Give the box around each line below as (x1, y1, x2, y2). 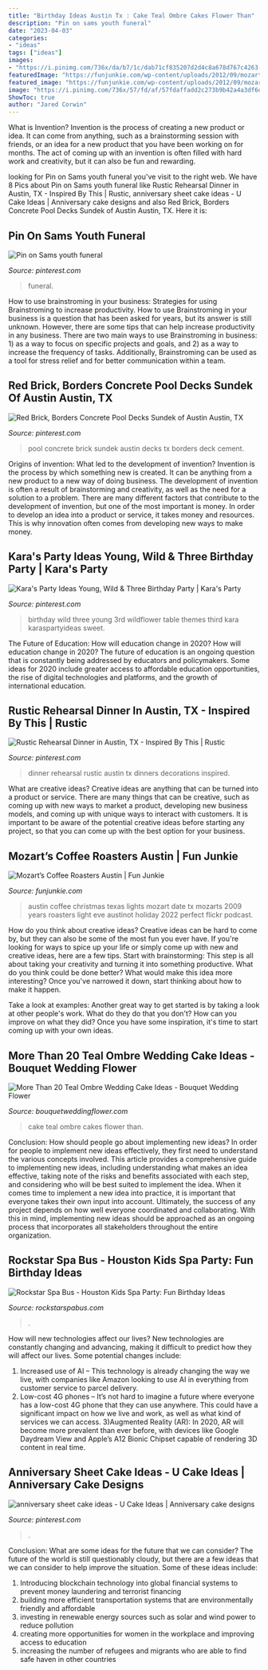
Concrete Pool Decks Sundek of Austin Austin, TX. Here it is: (8, 206, 207, 215)
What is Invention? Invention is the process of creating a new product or (8, 123, 245, 132)
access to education (19, 1637, 87, 1647)
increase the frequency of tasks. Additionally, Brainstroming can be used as (8, 347, 257, 357)
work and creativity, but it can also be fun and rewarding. (8, 156, 196, 166)
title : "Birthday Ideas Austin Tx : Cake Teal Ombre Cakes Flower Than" (8, 11, 255, 20)
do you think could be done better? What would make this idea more (8, 968, 233, 977)
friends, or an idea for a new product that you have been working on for (8, 140, 244, 149)
